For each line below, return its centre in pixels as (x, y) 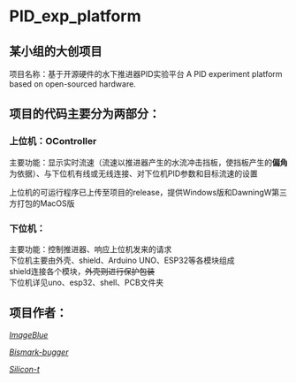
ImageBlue (29, 334)
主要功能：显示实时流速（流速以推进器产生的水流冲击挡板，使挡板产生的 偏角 (148, 162)
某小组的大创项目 (56, 51)
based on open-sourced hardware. (73, 84)
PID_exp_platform (75, 16)
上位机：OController (53, 142)
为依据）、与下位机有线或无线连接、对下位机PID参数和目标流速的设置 (133, 173)
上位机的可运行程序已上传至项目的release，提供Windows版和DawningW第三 (148, 192)
